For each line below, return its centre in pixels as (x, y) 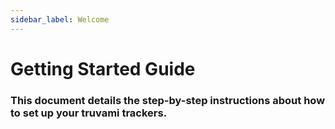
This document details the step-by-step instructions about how (168, 100)
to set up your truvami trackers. (89, 113)
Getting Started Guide (103, 68)
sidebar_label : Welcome (60, 19)
